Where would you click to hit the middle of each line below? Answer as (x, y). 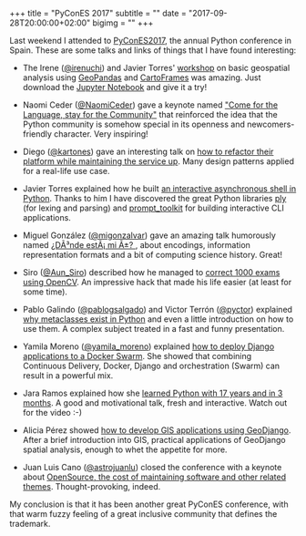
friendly (37, 134)
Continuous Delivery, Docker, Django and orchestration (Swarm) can (151, 366)
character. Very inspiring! (101, 134)
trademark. (30, 524)
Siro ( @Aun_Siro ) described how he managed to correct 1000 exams (151, 272)
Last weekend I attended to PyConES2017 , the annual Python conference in (151, 41)
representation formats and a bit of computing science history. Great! (153, 255)
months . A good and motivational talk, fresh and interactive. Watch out (155, 403)
